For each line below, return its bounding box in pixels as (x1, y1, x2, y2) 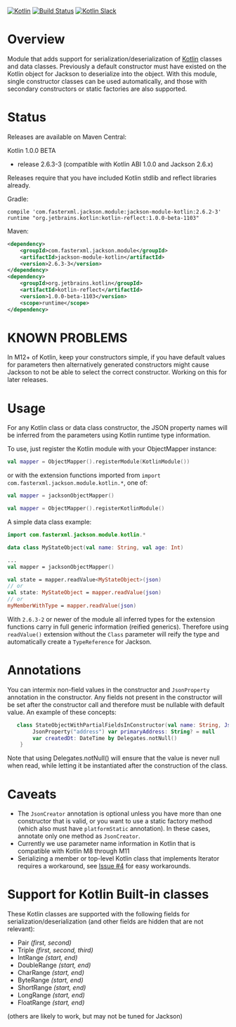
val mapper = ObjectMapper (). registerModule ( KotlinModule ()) (7, 458, 190, 465)
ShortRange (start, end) (17, 983, 86, 992)
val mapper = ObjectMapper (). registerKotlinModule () (7, 505, 165, 512)
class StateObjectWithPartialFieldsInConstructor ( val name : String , (16, 721, 221, 729)
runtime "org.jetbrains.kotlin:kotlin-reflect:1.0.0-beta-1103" (7, 214, 199, 221)
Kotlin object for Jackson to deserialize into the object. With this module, (7, 69, 217, 78)
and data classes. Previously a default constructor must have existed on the (7, 62, 227, 70)
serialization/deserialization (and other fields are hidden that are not (7, 917, 204, 926)
